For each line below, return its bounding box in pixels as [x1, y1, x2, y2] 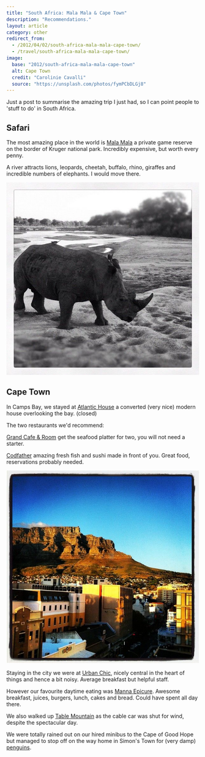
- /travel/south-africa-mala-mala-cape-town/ [12, 49, 130, 55]
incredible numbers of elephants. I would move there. [6, 170, 141, 177]
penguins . [6, 744, 32, 751]
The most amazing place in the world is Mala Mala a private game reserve [6, 139, 193, 146]
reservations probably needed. [6, 458, 84, 465]
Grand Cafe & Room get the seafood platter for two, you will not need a [6, 433, 185, 440]
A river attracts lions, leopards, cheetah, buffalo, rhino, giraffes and [6, 164, 176, 171]
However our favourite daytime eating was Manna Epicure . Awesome [6, 687, 181, 695]
